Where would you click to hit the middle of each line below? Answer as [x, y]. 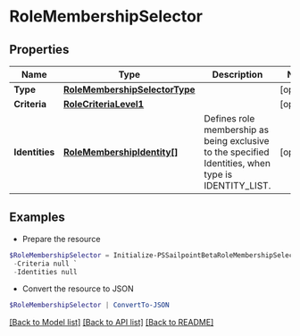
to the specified [237, 152]
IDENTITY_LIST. [237, 185]
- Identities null [45, 272]
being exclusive [237, 141]
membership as [237, 130]
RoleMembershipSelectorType [129, 89]
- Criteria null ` [45, 264]
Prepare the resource [61, 239]
